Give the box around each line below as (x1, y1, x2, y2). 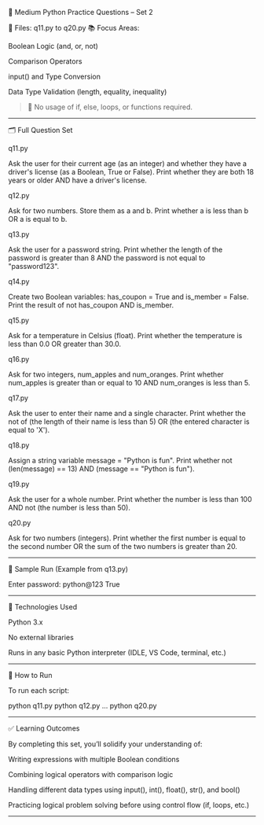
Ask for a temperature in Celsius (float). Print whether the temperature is (8, 331, 243, 340)
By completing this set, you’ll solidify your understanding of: (8, 739, 203, 749)
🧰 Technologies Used (8, 602, 77, 611)
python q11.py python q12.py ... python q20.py (8, 701, 157, 710)
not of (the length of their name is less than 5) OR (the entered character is (8, 417, 250, 426)
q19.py (8, 480, 30, 488)
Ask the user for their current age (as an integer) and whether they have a (8, 159, 247, 168)
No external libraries (8, 633, 75, 642)
